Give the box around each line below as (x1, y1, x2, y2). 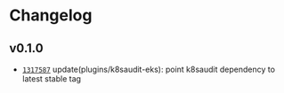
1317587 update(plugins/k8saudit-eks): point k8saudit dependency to (21, 64, 276, 74)
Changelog (9, 5, 93, 26)
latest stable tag (21, 74, 82, 84)
